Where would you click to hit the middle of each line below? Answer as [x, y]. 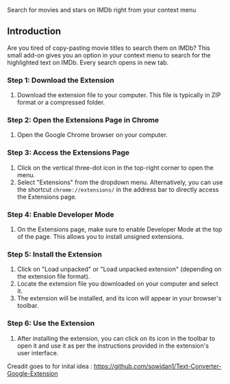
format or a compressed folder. [61, 103]
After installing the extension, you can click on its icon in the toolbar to [116, 338]
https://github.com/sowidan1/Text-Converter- [157, 366]
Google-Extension [33, 373]
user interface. [38, 353]
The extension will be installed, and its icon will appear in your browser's [119, 298]
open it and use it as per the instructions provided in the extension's [113, 346]
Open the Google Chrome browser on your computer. [92, 135]
